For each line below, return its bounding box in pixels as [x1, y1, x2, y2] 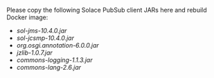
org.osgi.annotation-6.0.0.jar [16, 41, 100, 49]
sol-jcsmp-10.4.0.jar [16, 34, 74, 42]
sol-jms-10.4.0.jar [16, 27, 67, 35]
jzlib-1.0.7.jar [16, 48, 53, 57]
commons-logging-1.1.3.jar [16, 56, 93, 64]
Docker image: [6, 13, 48, 21]
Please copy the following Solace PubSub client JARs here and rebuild [6, 6, 207, 14]
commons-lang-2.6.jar [16, 64, 81, 71]
